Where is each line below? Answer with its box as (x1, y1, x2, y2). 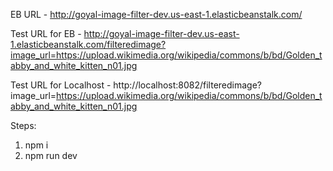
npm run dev (24, 150, 78, 161)
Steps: (10, 120, 37, 131)
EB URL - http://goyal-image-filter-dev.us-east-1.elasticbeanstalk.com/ (10, 9, 303, 20)
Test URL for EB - (10, 28, 82, 39)
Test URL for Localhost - (10, 79, 112, 91)
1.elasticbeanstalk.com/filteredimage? (10, 39, 167, 50)
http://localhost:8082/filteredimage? (113, 79, 263, 91)
